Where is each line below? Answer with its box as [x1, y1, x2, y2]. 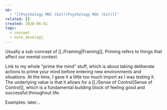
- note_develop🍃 [9, 35, 43, 40]
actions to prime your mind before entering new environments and [5, 68, 141, 74]
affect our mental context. [5, 54, 58, 59]
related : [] [5, 16, 30, 21]
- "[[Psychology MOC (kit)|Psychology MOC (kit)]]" [9, 12, 120, 17]
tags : [5, 26, 16, 31]
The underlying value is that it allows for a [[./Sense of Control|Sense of [5, 79, 153, 85]
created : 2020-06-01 [5, 21, 48, 26]
